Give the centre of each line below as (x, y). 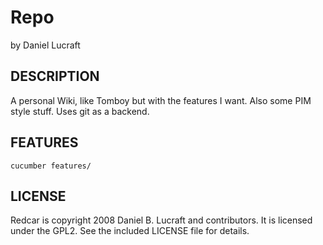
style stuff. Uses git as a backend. (80, 111)
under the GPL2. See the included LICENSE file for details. (130, 231)
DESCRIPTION (55, 76)
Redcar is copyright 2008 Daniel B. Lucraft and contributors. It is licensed (161, 220)
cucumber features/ (51, 166)
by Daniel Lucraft (45, 45)
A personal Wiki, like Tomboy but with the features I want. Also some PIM (161, 100)
